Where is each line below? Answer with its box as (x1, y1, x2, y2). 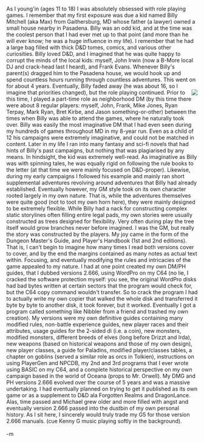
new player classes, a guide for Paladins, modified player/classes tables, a (6, 347, 192, 353)
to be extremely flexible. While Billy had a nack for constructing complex (6, 205, 188, 212)
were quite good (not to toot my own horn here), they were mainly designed (6, 198, 195, 206)
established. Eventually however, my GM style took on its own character (6, 186, 186, 193)
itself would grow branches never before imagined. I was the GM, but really (6, 224, 194, 231)
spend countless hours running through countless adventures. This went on (6, 76, 196, 83)
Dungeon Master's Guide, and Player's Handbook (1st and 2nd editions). (6, 237, 187, 244)
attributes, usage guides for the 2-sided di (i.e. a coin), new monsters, (6, 327, 182, 334)
